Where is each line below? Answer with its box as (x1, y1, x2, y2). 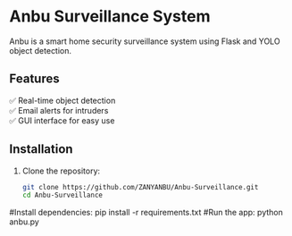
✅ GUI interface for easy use (9, 114, 115, 126)
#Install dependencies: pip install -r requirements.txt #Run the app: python (9, 207, 283, 218)
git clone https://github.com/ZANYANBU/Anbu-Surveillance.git (21, 182, 259, 191)
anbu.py (9, 216, 40, 227)
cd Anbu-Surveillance (21, 190, 103, 200)
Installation (9, 141, 73, 157)
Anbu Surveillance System (9, 6, 211, 27)
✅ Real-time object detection (9, 95, 116, 105)
